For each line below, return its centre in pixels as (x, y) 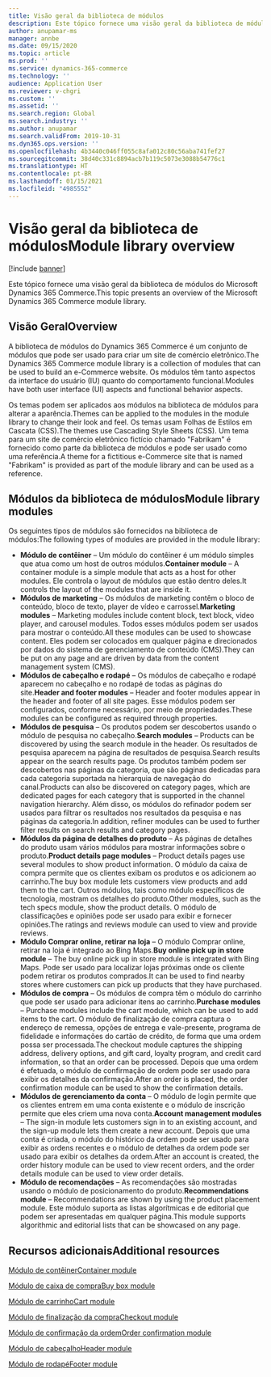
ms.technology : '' (39, 76)
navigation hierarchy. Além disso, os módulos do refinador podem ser (135, 805)
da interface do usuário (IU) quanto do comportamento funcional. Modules (131, 380)
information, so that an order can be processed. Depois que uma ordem (139, 1062)
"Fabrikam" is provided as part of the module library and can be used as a (131, 465)
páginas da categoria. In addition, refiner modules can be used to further (140, 822)
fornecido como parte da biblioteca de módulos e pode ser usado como (128, 448)
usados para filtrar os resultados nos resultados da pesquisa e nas (131, 813)
